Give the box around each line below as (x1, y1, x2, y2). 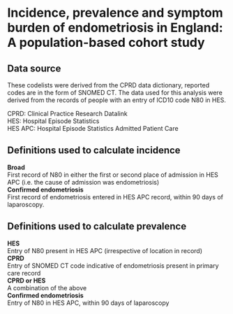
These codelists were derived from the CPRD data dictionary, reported (7, 81, 210, 89)
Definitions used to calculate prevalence (7, 220, 187, 232)
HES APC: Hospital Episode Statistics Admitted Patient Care (7, 124, 179, 132)
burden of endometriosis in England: (7, 20, 223, 36)
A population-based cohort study (7, 35, 205, 50)
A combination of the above (7, 283, 87, 292)
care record (7, 269, 41, 277)
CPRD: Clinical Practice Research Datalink (7, 110, 128, 117)
